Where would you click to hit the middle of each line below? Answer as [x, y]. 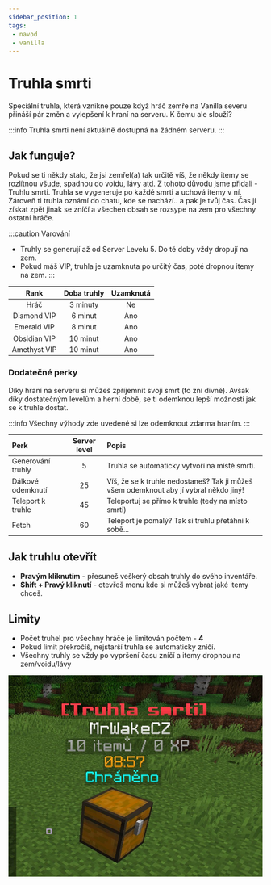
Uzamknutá [131, 293]
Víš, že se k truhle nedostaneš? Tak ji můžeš [180, 481]
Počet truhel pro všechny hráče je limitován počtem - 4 [112, 639]
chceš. [31, 593]
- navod [25, 34]
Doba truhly [84, 293]
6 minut [84, 316]
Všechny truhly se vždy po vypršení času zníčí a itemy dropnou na [130, 656]
